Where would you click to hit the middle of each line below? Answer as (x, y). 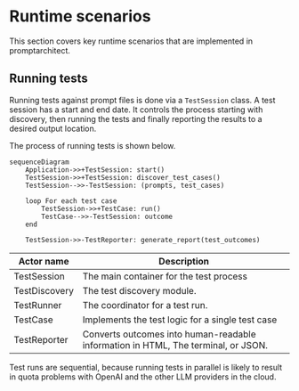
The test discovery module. (139, 290)
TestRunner (38, 305)
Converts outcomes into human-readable (169, 334)
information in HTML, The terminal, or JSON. (175, 345)
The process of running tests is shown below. (93, 145)
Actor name (44, 261)
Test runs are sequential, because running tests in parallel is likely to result (146, 367)
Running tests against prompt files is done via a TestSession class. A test (142, 100)
